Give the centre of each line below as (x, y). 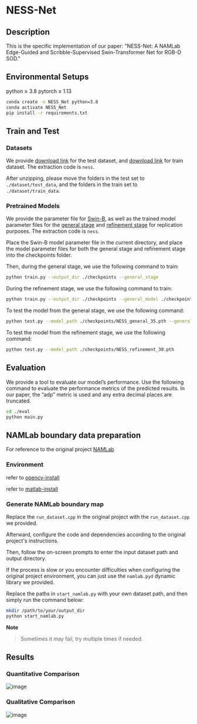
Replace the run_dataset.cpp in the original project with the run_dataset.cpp (98, 517)
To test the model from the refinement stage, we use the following (86, 333)
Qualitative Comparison (40, 702)
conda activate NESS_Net (36, 107)
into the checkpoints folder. (39, 255)
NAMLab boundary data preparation (74, 435)
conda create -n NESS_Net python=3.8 (52, 102)
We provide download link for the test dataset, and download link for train (95, 161)
